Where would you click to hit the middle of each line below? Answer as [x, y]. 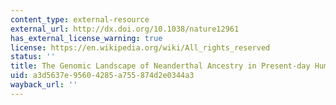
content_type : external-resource [80, 19]
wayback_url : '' [44, 85]
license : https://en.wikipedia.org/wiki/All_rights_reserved [140, 47]
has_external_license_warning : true [86, 38]
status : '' [33, 57]
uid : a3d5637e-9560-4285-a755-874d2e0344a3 [102, 76]
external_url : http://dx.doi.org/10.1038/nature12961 [125, 29]
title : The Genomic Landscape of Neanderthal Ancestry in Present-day [160, 66]
